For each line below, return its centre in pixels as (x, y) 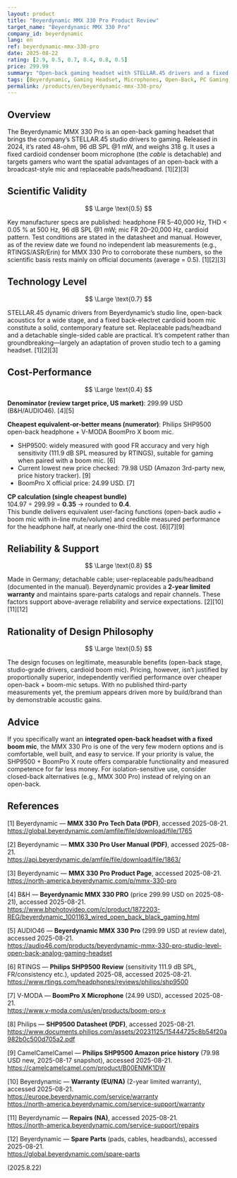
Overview (29, 115)
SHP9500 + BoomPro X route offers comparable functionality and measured (118, 761)
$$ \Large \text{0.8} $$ (119, 566)
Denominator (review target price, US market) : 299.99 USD (95, 403)
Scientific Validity (47, 191)
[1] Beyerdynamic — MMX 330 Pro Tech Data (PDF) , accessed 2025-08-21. (118, 823)
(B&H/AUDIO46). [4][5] (41, 410)
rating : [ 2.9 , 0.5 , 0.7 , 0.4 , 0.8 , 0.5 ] (68, 60)
